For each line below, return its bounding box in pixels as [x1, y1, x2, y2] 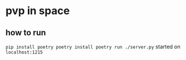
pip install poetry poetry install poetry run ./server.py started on [5, 43, 181, 50]
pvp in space [5, 4, 70, 18]
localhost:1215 [5, 49, 43, 55]
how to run [5, 28, 46, 38]
